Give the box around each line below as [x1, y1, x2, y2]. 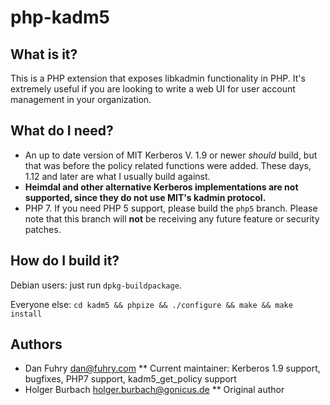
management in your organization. [10, 94, 152, 105]
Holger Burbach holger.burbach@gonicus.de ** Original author [24, 384, 285, 396]
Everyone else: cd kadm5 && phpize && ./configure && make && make [10, 298, 293, 310]
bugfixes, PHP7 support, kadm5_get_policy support [24, 373, 237, 385]
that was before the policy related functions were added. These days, [24, 159, 312, 171]
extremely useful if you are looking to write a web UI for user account [10, 83, 296, 95]
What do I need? [10, 122, 114, 140]
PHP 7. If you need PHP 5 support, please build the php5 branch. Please [24, 202, 318, 214]
